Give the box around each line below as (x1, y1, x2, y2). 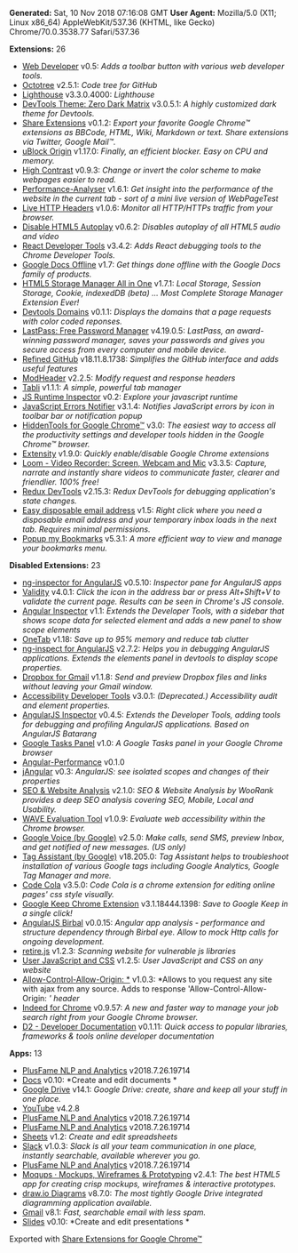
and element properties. (21, 700, 111, 711)
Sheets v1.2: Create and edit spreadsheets (21, 1131, 178, 1142)
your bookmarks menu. (21, 542, 108, 553)
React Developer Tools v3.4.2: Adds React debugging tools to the (21, 240, 262, 251)
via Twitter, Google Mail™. (21, 137, 116, 147)
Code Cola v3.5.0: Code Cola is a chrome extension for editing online (21, 880, 276, 890)
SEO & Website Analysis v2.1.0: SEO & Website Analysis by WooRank (21, 785, 274, 795)
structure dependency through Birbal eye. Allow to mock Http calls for (21, 927, 279, 937)
